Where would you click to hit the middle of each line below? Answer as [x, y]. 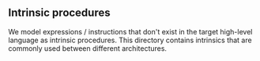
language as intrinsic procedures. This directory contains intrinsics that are [130, 40]
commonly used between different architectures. [88, 48]
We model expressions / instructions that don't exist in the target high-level [130, 31]
